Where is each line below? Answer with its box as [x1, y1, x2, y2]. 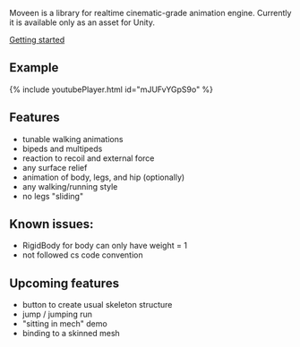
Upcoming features [9, 275, 119, 291]
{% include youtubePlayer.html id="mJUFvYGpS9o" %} [9, 84, 213, 95]
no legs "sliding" [21, 190, 83, 201]
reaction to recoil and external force [21, 152, 155, 164]
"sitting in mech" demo [21, 318, 107, 329]
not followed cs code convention [21, 250, 143, 260]
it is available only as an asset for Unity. [9, 17, 155, 28]
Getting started [9, 35, 65, 45]
